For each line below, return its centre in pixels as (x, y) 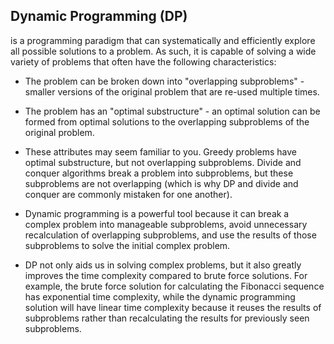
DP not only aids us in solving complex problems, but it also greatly (163, 265)
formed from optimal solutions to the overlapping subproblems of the (167, 121)
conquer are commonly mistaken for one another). (128, 194)
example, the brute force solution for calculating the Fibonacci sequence (174, 286)
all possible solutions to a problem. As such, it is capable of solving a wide (163, 51)
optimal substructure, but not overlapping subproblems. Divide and (163, 162)
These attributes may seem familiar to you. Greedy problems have (161, 151)
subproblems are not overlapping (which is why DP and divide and (161, 183)
